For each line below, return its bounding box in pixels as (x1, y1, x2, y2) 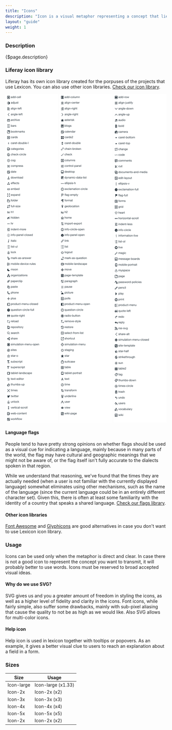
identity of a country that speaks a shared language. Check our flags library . (5, 500, 166, 506)
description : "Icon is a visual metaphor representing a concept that (5, 13, 159, 19)
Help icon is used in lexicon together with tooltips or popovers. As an (5, 637, 150, 644)
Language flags (5, 429, 39, 436)
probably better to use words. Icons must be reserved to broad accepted (5, 564, 159, 570)
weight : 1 (5, 25, 27, 30)
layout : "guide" (5, 19, 40, 24)
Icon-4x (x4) (34, 703, 62, 709)
